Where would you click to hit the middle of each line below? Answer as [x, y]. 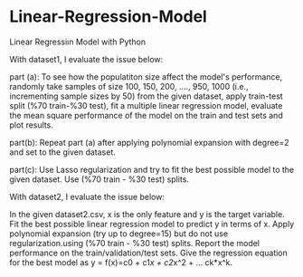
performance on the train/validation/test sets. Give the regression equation [148, 253]
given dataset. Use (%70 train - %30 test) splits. [99, 179]
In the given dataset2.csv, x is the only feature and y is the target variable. [147, 214]
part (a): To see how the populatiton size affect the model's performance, [146, 76]
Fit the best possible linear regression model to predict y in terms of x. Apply [152, 224]
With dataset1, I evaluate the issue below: [86, 59]
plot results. [32, 125]
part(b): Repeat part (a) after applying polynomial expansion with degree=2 [149, 142]
